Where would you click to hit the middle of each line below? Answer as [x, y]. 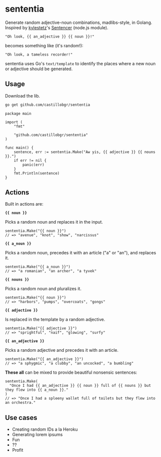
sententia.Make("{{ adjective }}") [41, 328]
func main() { [19, 148]
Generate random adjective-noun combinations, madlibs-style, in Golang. [79, 22]
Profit [18, 450]
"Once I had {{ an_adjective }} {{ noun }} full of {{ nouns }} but [80, 386]
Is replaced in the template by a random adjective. [55, 320]
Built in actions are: [24, 204]
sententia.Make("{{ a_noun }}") [38, 267]
